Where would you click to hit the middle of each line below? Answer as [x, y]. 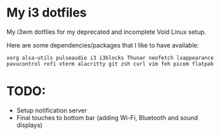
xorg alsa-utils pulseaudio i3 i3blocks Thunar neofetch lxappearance [110, 58]
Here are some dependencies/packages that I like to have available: [103, 45]
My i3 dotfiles [47, 13]
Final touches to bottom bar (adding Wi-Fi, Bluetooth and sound [107, 117]
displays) [29, 125]
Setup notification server [52, 110]
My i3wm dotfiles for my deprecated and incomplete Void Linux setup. [106, 32]
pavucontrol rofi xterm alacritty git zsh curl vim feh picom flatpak [110, 64]
